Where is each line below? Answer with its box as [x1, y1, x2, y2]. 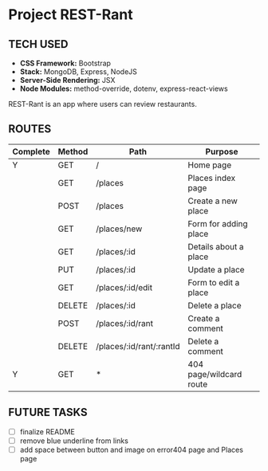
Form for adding [187, 218, 249, 229]
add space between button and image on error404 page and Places [19, 445, 243, 454]
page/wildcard [187, 368, 242, 379]
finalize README [19, 426, 76, 436]
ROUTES [8, 122, 52, 136]
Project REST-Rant [8, 6, 133, 24]
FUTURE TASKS [8, 406, 88, 419]
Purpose [205, 146, 238, 157]
